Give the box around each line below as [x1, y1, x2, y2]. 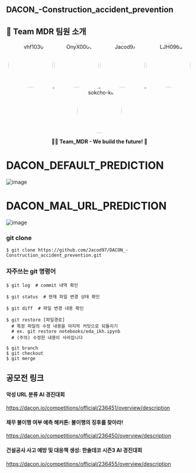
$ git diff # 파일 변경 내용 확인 [6, 305, 84, 311]
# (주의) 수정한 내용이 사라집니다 [11, 335, 83, 340]
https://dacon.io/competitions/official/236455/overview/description [6, 460, 171, 467]
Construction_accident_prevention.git [6, 253, 102, 258]
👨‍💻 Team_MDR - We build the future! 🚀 [51, 138, 148, 145]
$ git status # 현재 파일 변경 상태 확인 [6, 294, 100, 299]
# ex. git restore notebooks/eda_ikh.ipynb [11, 328, 120, 335]
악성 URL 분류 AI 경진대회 [6, 390, 65, 398]
